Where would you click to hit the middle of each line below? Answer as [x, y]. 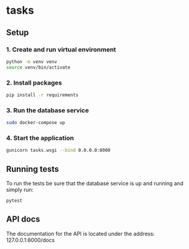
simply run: [20, 189]
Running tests [33, 169]
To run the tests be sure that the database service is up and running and [95, 183]
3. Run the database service [48, 110]
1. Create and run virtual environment [61, 50]
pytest [14, 201]
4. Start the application [40, 138]
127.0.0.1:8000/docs [30, 240]
